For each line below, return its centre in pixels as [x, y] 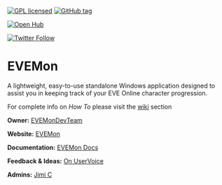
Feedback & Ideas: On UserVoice [55, 160]
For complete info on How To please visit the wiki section [90, 107]
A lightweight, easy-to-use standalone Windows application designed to [111, 85]
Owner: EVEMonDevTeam [45, 120]
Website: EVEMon [34, 134]
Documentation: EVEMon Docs [53, 147]
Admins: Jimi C [30, 174]
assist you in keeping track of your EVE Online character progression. [107, 93]
